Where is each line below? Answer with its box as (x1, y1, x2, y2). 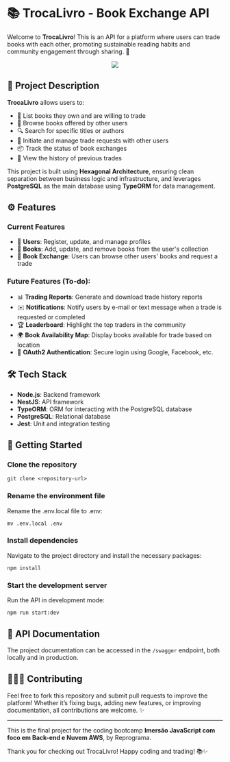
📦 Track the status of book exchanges (16, 144, 127, 152)
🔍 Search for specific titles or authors (16, 126, 125, 134)
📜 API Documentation (7, 628, 101, 639)
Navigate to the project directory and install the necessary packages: (7, 551, 202, 559)
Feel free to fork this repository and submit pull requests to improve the (7, 691, 208, 700)
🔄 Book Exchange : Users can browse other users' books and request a (16, 252, 218, 260)
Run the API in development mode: (7, 596, 105, 604)
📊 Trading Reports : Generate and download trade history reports (16, 293, 203, 301)
